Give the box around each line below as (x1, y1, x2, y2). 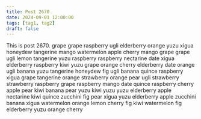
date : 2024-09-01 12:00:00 (6, 14, 74, 20)
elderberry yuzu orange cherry (6, 106, 83, 113)
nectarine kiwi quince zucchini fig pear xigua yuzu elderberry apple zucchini (6, 93, 196, 100)
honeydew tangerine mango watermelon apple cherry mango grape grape (6, 49, 191, 56)
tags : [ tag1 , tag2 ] (6, 20, 55, 26)
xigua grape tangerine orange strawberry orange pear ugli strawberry (6, 74, 179, 81)
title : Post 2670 (6, 8, 50, 15)
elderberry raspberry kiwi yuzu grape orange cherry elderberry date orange (6, 61, 195, 69)
